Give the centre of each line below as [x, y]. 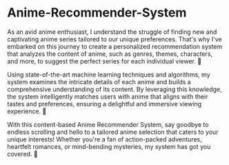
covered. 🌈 [22, 154]
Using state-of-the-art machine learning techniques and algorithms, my [109, 75]
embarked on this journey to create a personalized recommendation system [115, 46]
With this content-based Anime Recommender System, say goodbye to [108, 124]
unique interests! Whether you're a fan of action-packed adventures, [104, 139]
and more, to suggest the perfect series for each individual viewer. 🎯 [104, 61]
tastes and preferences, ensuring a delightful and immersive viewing [104, 104]
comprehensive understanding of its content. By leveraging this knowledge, [114, 89]
